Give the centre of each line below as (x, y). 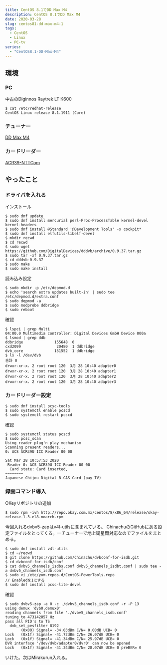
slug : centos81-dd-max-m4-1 (34, 24)
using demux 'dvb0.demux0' (33, 609)
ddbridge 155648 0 (40, 342)
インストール (18, 207)
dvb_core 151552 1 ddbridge (50, 351)
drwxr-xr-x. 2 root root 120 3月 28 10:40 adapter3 (61, 382)
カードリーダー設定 (28, 395)
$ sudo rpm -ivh (22, 513)
